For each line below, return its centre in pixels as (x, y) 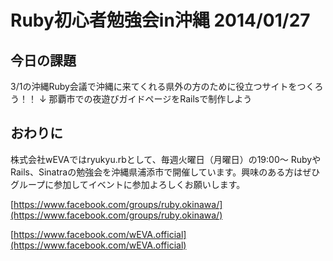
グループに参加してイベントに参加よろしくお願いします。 (128, 184)
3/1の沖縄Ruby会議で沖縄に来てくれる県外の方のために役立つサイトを (154, 86)
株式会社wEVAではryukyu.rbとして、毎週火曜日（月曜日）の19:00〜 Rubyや (166, 159)
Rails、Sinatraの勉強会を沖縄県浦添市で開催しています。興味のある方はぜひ (165, 172)
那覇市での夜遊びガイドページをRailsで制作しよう (150, 99)
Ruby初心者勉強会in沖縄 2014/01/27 (160, 20)
